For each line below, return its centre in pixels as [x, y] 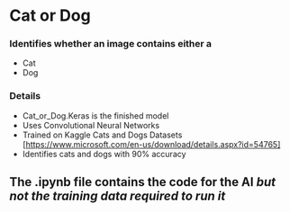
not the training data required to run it [118, 196]
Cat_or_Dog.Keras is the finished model [95, 115]
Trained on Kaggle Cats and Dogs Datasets [102, 135]
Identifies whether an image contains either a [111, 44]
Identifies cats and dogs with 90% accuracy [104, 154]
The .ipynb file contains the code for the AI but [143, 182]
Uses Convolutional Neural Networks [91, 125]
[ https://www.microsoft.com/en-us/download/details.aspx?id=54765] [151, 144]
